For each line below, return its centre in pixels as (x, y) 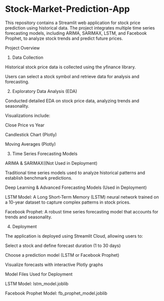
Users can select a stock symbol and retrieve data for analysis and (72, 76)
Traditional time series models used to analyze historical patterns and (75, 173)
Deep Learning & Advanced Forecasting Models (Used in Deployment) (76, 187)
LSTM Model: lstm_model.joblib (37, 283)
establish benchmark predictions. (39, 178)
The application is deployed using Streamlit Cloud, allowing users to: (74, 236)
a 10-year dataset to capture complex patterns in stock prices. (68, 202)
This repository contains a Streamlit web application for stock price (73, 23)
